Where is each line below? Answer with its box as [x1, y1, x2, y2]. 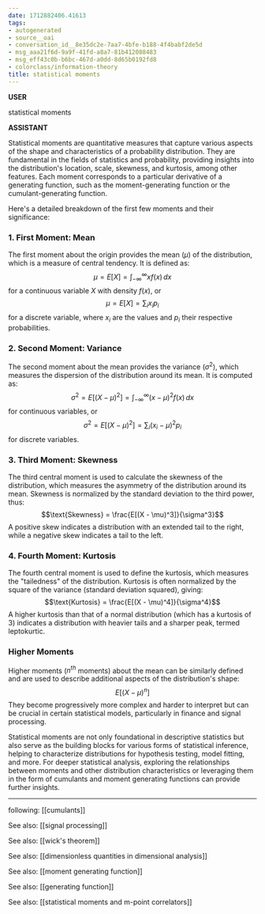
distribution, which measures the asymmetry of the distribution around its [8, 481, 247, 490]
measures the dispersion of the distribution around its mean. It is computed [8, 370, 253, 380]
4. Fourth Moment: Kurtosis [8, 550, 117, 561]
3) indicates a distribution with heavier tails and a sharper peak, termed [8, 618, 241, 628]
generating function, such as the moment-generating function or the [8, 179, 230, 190]
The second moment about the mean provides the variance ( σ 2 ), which [8, 361, 239, 372]
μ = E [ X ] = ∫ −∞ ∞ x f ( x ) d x [93, 270, 172, 283]
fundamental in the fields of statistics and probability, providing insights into [8, 155, 255, 164]
